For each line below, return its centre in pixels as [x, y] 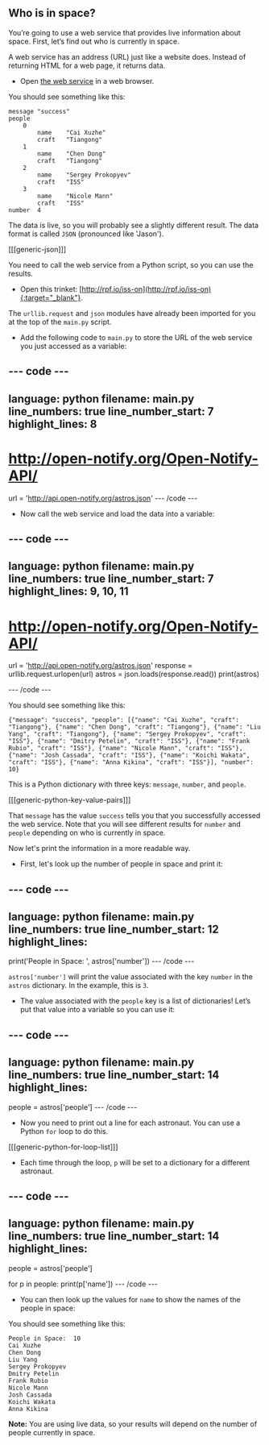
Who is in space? [52, 13]
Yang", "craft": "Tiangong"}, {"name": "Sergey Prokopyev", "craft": [128, 734]
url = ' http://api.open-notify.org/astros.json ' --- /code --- [103, 498]
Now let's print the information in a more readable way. [99, 849]
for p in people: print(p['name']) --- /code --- [83, 1284]
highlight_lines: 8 [53, 424]
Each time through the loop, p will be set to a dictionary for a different [135, 1162]
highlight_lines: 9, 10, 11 [68, 592]
